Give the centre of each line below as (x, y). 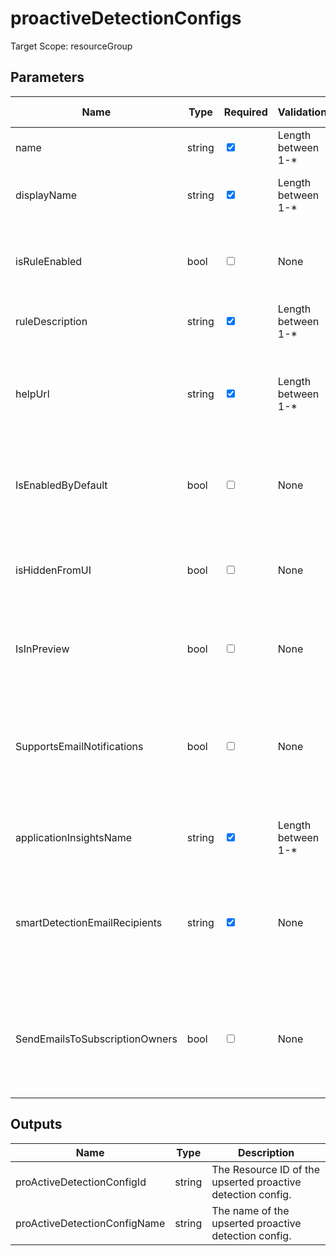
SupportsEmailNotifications (79, 746)
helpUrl (32, 394)
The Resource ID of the (266, 1169)
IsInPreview (42, 649)
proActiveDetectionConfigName (90, 1223)
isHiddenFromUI (53, 570)
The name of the (250, 1210)
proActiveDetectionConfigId (81, 1182)
